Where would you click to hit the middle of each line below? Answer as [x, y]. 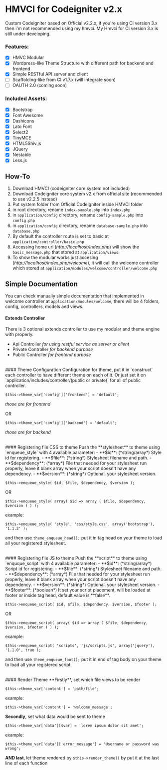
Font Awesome [28, 115]
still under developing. [28, 33]
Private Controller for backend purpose [53, 349]
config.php [24, 221]
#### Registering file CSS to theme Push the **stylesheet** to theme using [83, 447]
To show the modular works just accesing [55, 257]
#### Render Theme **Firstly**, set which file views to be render [73, 680]
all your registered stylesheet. [36, 543]
